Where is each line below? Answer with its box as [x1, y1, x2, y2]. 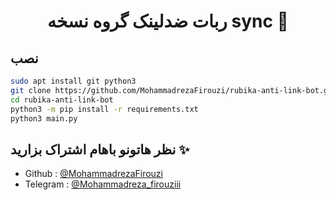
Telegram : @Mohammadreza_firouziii [24, 178, 182, 190]
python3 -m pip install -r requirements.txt [10, 104, 199, 114]
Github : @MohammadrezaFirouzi [24, 168, 163, 180]
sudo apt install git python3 [10, 76, 137, 86]
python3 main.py [10, 113, 78, 124]
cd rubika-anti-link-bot [10, 95, 114, 105]
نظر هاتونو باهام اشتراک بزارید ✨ [10, 141, 190, 158]
